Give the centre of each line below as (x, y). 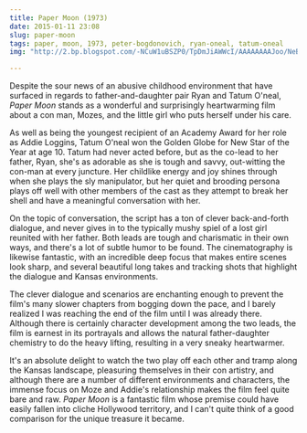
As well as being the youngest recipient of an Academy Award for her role (148, 132)
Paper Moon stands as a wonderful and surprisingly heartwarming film (143, 105)
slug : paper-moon (42, 35)
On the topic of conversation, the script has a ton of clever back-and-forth (149, 218)
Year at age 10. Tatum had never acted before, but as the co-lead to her (144, 153)
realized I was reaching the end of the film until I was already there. (136, 314)
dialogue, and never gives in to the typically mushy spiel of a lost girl (138, 228)
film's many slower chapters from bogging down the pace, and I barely (143, 304)
